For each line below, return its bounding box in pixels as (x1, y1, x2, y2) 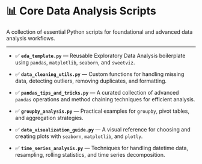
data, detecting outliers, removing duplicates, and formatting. (14, 77, 167, 84)
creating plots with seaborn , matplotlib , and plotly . (14, 133, 143, 140)
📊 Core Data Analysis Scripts (6, 4, 156, 18)
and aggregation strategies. (14, 114, 84, 121)
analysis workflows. (6, 34, 55, 42)
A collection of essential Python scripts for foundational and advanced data (6, 28, 193, 36)
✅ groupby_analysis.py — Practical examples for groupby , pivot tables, (14, 107, 189, 115)
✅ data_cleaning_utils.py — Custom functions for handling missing (14, 70, 185, 78)
